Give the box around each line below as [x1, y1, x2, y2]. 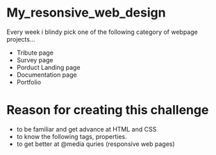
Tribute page [16, 48, 53, 57]
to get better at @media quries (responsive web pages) [16, 140, 175, 148]
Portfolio [16, 77, 42, 86]
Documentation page [16, 71, 77, 79]
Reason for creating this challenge [6, 102, 209, 118]
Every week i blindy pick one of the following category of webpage [6, 28, 199, 36]
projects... [6, 35, 35, 43]
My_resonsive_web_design [6, 5, 166, 21]
